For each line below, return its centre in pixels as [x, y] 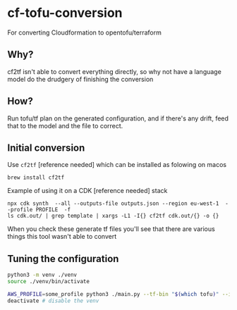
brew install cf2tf [36, 178]
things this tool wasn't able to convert [62, 237]
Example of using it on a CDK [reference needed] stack [87, 191]
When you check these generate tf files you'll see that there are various [111, 229]
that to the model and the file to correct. [65, 125]
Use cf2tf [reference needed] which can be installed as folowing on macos [117, 165]
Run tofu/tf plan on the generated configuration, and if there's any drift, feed [118, 118]
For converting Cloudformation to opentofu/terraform [85, 32]
